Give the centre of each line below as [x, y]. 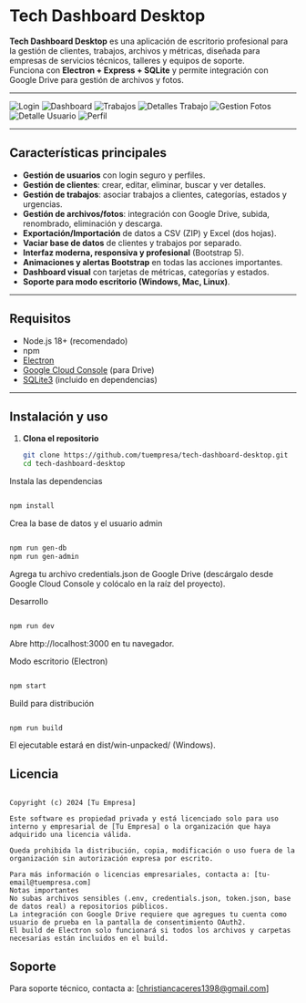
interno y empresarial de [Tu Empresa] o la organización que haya [140, 827]
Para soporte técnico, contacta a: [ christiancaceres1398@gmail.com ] [139, 988]
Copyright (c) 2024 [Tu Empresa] [73, 803]
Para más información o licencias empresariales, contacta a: [130, 875]
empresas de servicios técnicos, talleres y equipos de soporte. [127, 60]
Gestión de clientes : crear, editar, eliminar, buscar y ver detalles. [144, 184]
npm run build [36, 728]
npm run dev [32, 626]
